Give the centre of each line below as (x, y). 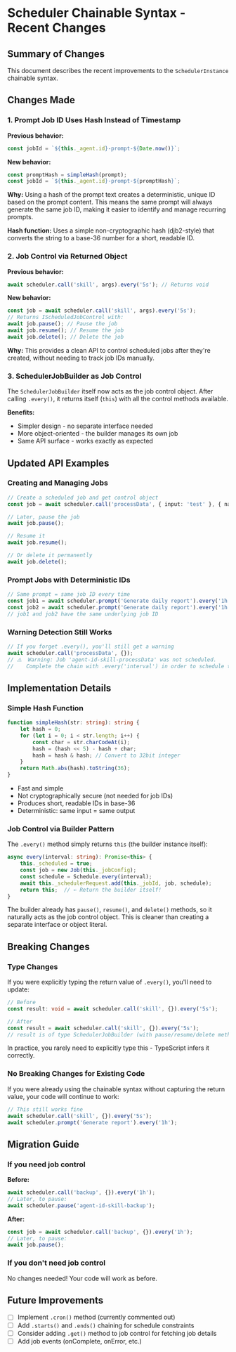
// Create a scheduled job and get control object (83, 498)
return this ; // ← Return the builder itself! (91, 890)
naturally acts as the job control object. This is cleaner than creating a (108, 917)
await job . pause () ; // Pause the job (63, 324)
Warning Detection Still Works (60, 632)
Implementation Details (59, 688)
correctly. (21, 1055)
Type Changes (33, 966)
